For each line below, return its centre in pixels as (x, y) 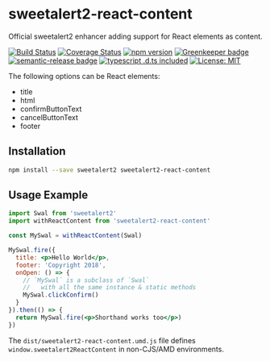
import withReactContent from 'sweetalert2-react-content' (110, 221)
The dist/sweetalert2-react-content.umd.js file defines (102, 340)
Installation (37, 151)
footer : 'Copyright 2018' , (61, 265)
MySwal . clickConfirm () (61, 295)
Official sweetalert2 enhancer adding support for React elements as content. (136, 36)
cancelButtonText (49, 117)
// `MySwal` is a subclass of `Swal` (86, 280)
